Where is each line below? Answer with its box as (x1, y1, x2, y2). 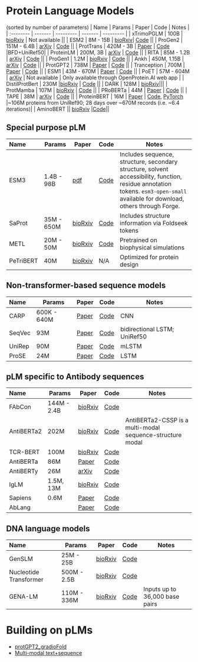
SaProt (9, 219, 28, 227)
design (120, 260, 139, 269)
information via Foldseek (120, 219, 188, 227)
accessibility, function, (120, 172, 182, 180)
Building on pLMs (6, 624, 93, 637)
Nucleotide (9, 568, 39, 576)
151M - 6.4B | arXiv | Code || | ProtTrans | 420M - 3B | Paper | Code (6, 43, 170, 50)
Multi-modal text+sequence (14, 650, 82, 657)
